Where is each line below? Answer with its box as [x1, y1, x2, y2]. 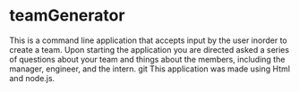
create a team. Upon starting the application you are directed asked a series [9, 44, 289, 54]
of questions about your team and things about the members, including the [9, 54, 286, 64]
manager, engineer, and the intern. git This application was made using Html [9, 63, 291, 74]
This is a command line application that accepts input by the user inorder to [9, 35, 288, 46]
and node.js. [9, 72, 56, 83]
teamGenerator [9, 5, 125, 26]
